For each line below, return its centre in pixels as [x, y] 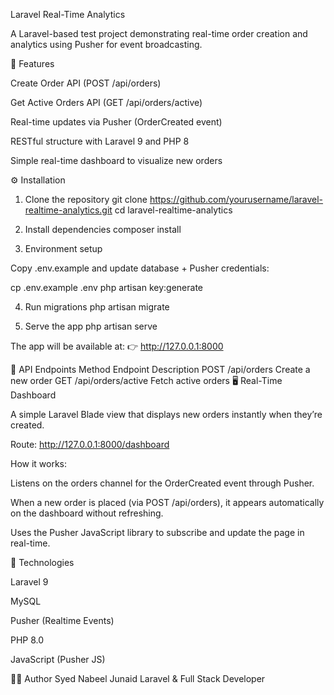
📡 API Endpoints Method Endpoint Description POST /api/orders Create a [160, 369]
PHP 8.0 [27, 640]
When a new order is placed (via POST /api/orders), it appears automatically [167, 502]
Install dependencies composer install [103, 229]
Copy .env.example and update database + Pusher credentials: [140, 268]
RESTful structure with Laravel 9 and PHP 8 [100, 141]
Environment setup [63, 248]
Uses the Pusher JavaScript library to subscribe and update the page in [157, 532]
